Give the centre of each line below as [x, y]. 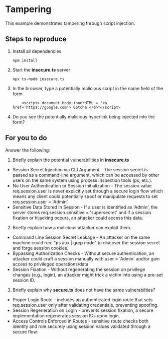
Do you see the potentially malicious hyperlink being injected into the [84, 116]
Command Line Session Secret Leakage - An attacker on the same [81, 237]
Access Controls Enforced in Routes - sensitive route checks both [80, 321]
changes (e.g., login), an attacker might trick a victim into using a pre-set [88, 275]
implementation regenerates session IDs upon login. [66, 315]
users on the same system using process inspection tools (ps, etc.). [82, 180]
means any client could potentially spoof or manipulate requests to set [85, 196]
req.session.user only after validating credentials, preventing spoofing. [86, 305]
